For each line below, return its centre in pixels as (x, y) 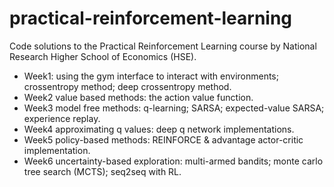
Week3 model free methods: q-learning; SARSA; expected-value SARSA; (174, 108)
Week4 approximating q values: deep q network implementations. (159, 129)
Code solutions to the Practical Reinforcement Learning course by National (163, 46)
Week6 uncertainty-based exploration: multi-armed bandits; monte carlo (173, 161)
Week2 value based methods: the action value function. (138, 97)
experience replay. (62, 118)
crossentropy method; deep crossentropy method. (127, 86)
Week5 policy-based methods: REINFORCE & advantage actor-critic (163, 139)
